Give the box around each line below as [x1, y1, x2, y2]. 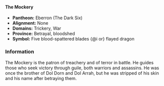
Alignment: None [12, 20, 49, 26]
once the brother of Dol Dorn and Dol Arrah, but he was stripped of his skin [5, 70, 159, 76]
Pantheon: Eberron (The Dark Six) [12, 15, 83, 21]
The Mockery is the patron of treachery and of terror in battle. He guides [5, 59, 154, 65]
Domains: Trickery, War [12, 25, 61, 32]
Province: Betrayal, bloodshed [12, 31, 76, 37]
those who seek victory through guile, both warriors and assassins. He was [5, 65, 160, 71]
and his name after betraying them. [5, 75, 77, 81]
